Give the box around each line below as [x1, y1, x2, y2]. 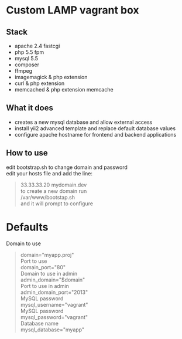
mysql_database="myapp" [20, 326, 85, 333]
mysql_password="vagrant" [20, 313, 88, 320]
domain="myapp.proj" [20, 251, 74, 258]
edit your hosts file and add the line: [6, 169, 92, 177]
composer [14, 61, 40, 68]
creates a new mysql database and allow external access [14, 118, 153, 126]
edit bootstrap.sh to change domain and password [6, 164, 128, 171]
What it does [6, 103, 54, 113]
